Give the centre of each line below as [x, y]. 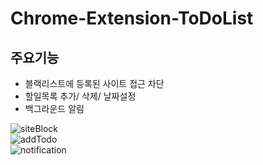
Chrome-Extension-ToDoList [132, 18]
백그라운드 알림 [54, 108]
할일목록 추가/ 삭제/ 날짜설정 [80, 96]
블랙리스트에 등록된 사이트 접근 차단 [94, 83]
